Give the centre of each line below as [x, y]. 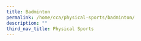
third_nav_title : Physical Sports [50, 29]
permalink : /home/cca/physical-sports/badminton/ [71, 17]
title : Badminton [28, 12]
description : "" [27, 23]
